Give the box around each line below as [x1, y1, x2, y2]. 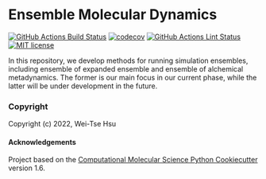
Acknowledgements [8, 137, 77, 146]
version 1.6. [8, 163, 46, 173]
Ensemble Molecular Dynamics [8, 6, 218, 24]
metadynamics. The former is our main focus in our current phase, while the [8, 72, 257, 82]
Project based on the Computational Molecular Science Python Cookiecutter [8, 155, 258, 165]
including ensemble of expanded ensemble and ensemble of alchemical [8, 64, 244, 73]
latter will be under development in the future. [8, 81, 158, 91]
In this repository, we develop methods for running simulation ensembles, [8, 56, 249, 65]
